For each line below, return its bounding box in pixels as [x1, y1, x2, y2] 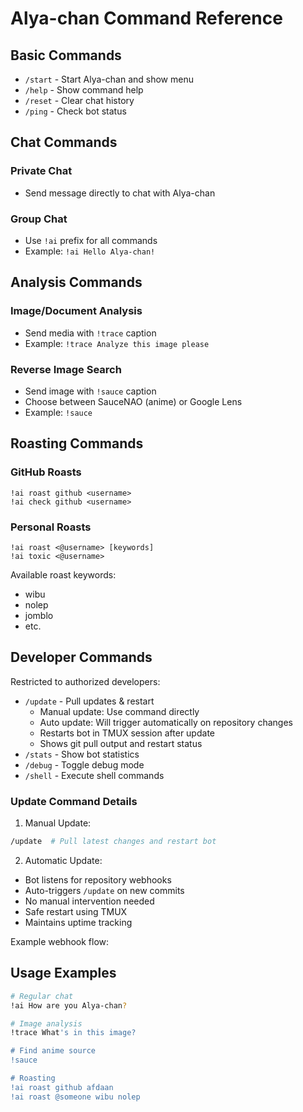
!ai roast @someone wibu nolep [10, 1092, 141, 1102]
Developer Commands [10, 649, 153, 666]
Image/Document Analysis [10, 304, 143, 318]
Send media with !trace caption [24, 327, 157, 339]
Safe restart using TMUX [24, 905, 128, 917]
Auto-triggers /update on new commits [24, 884, 185, 896]
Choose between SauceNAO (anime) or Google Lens [24, 395, 243, 407]
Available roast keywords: [10, 568, 117, 581]
